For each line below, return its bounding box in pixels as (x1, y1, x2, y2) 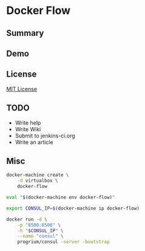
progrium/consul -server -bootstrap (17, 239, 110, 245)
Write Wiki (15, 125, 41, 132)
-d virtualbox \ (17, 177, 59, 184)
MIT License (6, 85, 38, 92)
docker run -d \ (6, 216, 47, 222)
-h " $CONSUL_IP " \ (17, 227, 64, 234)
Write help (15, 119, 41, 126)
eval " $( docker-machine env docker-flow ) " (6, 194, 115, 201)
